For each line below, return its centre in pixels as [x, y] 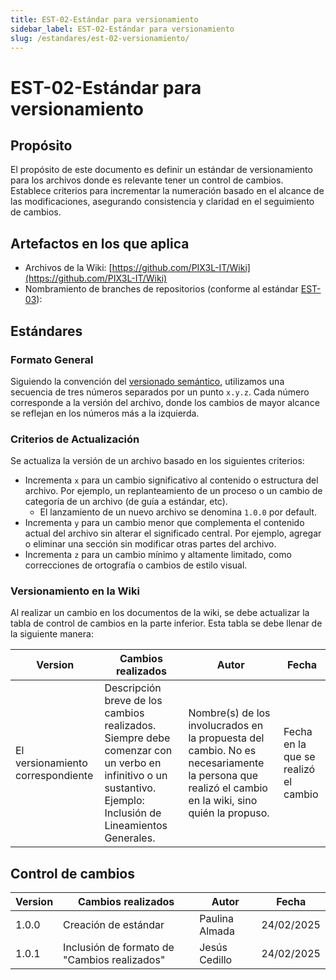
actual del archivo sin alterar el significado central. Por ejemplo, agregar [173, 533]
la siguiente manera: [52, 634]
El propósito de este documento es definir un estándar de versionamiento [161, 170]
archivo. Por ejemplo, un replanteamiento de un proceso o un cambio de [173, 491]
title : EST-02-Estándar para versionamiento [104, 19]
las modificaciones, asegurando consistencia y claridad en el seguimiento [162, 202]
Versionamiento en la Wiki [75, 591]
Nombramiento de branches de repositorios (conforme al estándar [161, 289]
